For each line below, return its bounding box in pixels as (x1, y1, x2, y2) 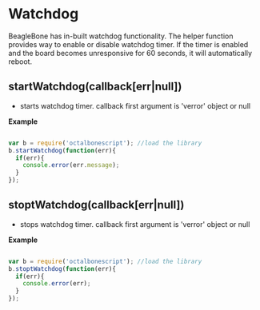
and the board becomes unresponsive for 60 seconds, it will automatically (8, 48, 253, 58)
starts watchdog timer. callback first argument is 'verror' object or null (19, 101, 250, 110)
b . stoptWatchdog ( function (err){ (8, 264, 116, 272)
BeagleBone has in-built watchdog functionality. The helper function (8, 31, 234, 41)
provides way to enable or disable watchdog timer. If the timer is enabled (8, 39, 249, 49)
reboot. (8, 57, 33, 66)
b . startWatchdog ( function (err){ (8, 146, 116, 154)
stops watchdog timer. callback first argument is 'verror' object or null (19, 219, 250, 229)
